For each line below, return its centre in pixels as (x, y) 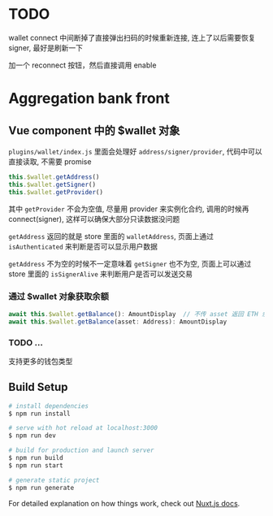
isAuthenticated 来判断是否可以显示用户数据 (83, 246)
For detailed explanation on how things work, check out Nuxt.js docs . (124, 503)
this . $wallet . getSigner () (52, 184)
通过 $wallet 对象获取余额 (59, 297)
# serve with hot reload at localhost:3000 (83, 428)
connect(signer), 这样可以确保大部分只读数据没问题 (94, 219)
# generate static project (54, 480)
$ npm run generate (41, 488)
